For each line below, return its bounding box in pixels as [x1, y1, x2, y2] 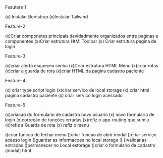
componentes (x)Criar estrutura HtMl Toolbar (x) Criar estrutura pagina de [5, 38, 157, 44]
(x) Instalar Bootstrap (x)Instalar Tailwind [5, 14, 88, 19]
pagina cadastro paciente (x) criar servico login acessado [5, 93, 123, 98]
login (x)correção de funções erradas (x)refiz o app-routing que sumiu [5, 117, 150, 123]
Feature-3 [5, 53, 26, 59]
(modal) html [5, 148, 31, 153]
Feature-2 [5, 23, 26, 29]
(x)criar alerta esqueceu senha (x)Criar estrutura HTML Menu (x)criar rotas [5, 63, 159, 68]
